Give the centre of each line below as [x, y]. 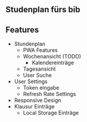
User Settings [31, 81]
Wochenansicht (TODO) [52, 57]
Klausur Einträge [34, 107]
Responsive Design [38, 100]
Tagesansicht [39, 69]
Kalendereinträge [53, 63]
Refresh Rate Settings [49, 94]
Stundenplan [30, 44]
